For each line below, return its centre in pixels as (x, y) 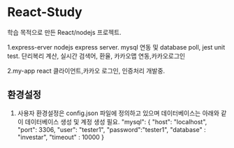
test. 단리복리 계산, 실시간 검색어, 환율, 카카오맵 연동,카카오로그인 (96, 56)
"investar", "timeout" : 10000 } (61, 137)
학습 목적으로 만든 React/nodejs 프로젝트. (65, 32)
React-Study (45, 12)
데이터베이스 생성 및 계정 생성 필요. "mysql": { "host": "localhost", (116, 121)
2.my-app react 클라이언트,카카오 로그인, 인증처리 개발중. (86, 71)
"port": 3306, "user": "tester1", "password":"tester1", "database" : (111, 129)
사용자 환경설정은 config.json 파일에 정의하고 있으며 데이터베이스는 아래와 (118, 113)
